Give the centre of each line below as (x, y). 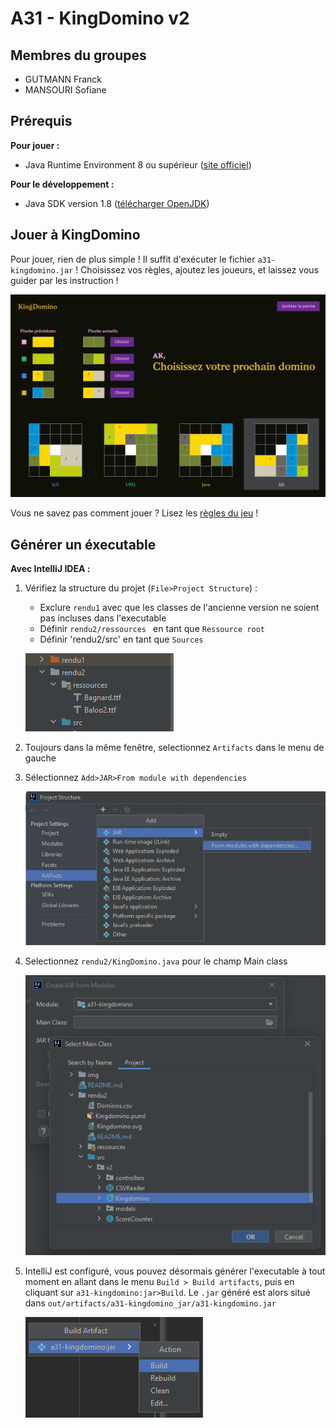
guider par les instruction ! (64, 280)
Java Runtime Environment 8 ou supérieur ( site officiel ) (138, 164)
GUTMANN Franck (63, 79)
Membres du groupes (78, 55)
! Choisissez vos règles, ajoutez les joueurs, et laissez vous (197, 269)
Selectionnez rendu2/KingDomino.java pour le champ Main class (156, 961)
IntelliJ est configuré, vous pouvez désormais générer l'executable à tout (175, 1271)
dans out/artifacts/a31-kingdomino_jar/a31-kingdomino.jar (150, 1303)
